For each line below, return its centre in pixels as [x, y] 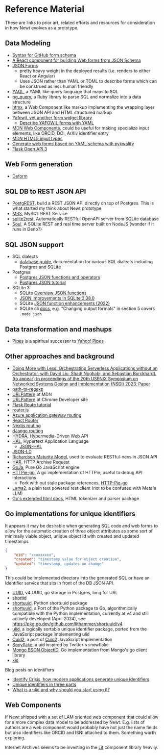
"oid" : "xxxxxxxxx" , [35, 555]
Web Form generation [39, 164]
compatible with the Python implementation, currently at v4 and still [80, 613]
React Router [25, 420]
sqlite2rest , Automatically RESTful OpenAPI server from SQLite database [85, 219]
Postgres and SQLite [40, 267]
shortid [19, 598]
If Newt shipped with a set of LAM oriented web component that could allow [82, 717]
